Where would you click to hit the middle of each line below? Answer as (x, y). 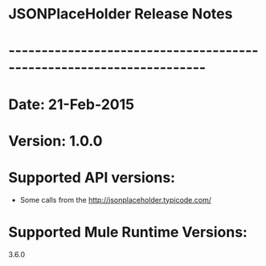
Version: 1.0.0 (55, 141)
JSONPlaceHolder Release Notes (121, 14)
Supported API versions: (92, 177)
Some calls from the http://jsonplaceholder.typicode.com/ (115, 199)
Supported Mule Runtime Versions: (128, 232)
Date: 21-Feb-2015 (72, 104)
